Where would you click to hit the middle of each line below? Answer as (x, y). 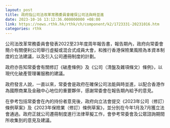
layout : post (19, 10)
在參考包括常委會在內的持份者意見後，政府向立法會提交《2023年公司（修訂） (85, 101)
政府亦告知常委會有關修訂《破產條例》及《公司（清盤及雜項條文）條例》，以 (84, 67)
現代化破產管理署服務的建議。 (36, 73)
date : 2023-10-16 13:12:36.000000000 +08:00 (53, 19)
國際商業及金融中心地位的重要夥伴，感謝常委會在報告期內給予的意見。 (82, 91)
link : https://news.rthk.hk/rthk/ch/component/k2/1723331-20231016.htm (82, 24)
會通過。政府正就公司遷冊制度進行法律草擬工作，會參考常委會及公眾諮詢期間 (85, 114)
